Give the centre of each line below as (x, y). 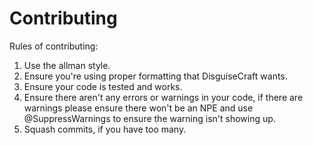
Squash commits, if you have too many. (105, 129)
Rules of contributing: (54, 46)
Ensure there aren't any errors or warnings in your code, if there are (163, 97)
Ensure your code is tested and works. (103, 86)
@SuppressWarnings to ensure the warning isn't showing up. (149, 118)
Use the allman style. (67, 65)
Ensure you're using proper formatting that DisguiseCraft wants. (155, 76)
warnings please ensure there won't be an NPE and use (138, 108)
